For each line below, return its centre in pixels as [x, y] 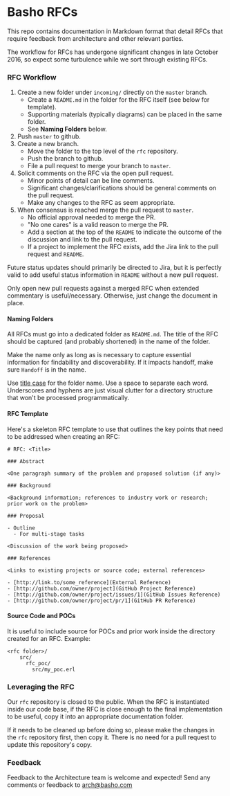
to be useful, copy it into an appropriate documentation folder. [95, 716]
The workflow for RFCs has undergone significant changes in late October [113, 52]
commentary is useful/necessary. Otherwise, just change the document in [112, 296]
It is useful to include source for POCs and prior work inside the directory [111, 631]
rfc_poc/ [38, 663]
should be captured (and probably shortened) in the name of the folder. [109, 342]
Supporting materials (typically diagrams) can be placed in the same [125, 114]
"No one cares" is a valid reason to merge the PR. [98, 225]
